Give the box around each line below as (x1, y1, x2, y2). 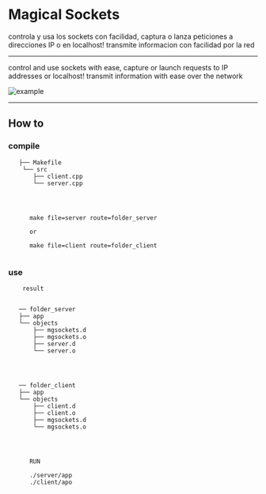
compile (8, 141, 40, 152)
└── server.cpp (32, 179, 83, 187)
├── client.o (32, 409, 77, 417)
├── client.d (32, 402, 77, 410)
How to (8, 117, 44, 130)
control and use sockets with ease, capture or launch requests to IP (8, 62, 228, 72)
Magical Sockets (8, 6, 120, 24)
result (22, 285, 44, 292)
